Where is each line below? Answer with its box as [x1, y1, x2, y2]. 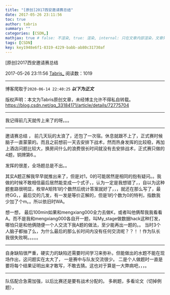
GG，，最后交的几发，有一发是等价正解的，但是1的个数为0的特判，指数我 [9, 192, 161, 198]
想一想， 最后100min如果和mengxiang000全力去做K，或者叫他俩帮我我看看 [5, 209, 163, 215]
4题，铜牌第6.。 [5, 152, 39, 158]
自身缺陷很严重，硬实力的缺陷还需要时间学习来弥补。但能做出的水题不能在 [5, 250, 160, 256]
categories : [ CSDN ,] [5, 31, 49, 36]
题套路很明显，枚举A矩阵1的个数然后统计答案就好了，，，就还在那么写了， [5, 185, 157, 192]
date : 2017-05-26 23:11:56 [5, 12, 62, 17]
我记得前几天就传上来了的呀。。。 [5, 117, 72, 123]
